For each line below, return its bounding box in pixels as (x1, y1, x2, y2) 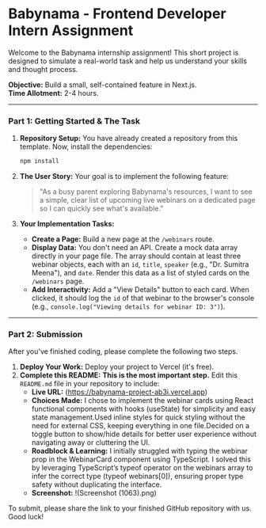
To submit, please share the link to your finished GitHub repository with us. (8, 503, 252, 513)
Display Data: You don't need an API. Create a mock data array (31, 243, 238, 253)
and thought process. (8, 64, 78, 74)
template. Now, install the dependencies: (19, 142, 153, 151)
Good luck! (8, 512, 44, 522)
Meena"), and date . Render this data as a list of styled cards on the (31, 268, 250, 278)
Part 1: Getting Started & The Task (8, 116, 141, 127)
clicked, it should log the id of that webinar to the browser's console (31, 294, 255, 303)
